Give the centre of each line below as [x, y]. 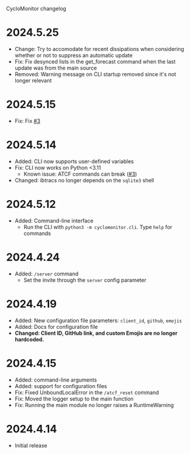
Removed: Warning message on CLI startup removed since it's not [95, 74]
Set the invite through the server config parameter [85, 280]
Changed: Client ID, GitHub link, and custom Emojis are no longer [96, 333]
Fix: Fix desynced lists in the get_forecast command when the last [95, 61]
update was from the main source [56, 68]
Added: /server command [46, 274]
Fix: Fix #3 [27, 120]
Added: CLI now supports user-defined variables [74, 161]
